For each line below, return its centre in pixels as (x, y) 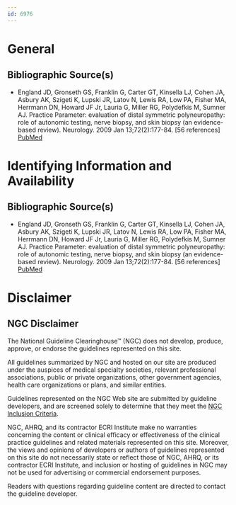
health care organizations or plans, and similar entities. (87, 385)
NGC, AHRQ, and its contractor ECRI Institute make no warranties (102, 427)
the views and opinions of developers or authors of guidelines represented (116, 450)
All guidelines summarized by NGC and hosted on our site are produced (112, 362)
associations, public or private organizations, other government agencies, (114, 377)
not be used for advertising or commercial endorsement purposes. (104, 472)
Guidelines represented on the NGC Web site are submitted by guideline (112, 398)
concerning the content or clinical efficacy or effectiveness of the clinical (114, 435)
